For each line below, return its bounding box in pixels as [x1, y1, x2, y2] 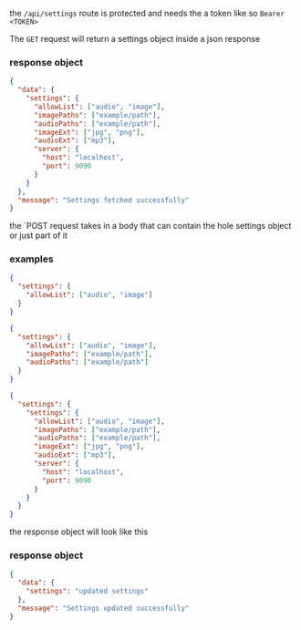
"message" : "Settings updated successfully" [17, 604, 190, 614]
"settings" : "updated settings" [26, 587, 149, 596]
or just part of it [9, 230, 68, 241]
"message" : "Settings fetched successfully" [17, 195, 190, 204]
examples [9, 253, 54, 265]
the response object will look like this [9, 526, 149, 537]
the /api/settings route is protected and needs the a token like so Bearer [9, 8, 285, 18]
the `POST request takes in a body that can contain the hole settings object [9, 221, 292, 232]
